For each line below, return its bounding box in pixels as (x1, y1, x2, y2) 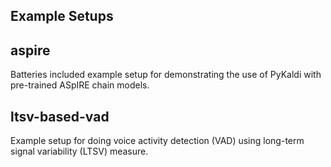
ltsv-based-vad (10, 108, 110, 125)
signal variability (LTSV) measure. (10, 145, 149, 158)
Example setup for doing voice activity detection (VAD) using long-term (10, 135, 305, 147)
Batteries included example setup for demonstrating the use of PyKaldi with (10, 69, 322, 81)
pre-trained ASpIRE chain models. (10, 79, 150, 91)
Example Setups (10, 8, 114, 25)
